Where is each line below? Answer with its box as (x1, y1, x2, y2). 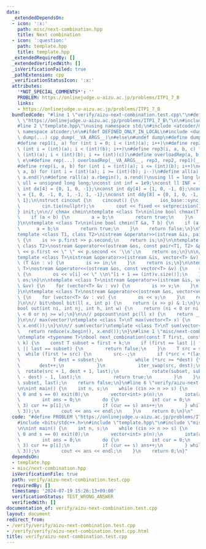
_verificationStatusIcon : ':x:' (12, 77, 95, 83)
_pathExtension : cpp (12, 72, 64, 78)
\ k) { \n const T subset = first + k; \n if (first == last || (17, 340, 196, 346)
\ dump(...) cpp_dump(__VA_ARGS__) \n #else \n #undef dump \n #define (17, 134, 188, 141)
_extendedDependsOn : (12, 15, 64, 21)
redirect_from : (6, 516, 45, 523)
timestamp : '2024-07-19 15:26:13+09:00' (12, 488, 116, 494)
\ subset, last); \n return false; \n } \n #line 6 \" (17, 380, 155, 386)
